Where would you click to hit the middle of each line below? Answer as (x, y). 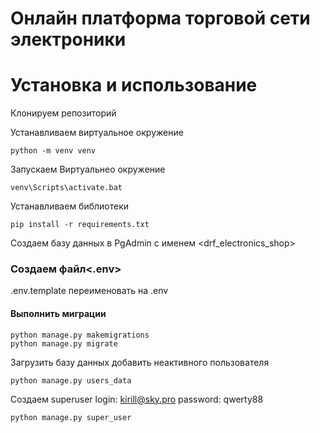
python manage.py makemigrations (80, 335)
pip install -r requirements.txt (80, 225)
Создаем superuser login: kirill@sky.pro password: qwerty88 (137, 399)
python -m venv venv (53, 151)
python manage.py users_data (71, 380)
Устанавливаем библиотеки (70, 206)
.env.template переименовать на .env (89, 291)
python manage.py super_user (71, 417)
